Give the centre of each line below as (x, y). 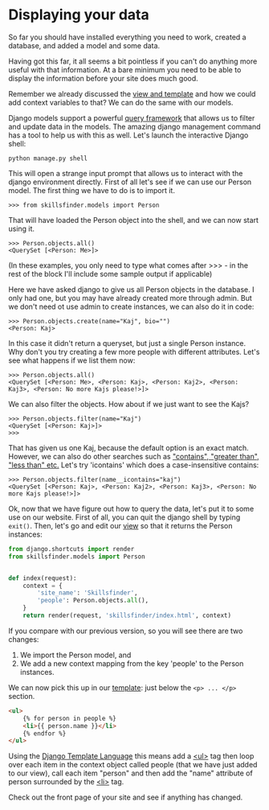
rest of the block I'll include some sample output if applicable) (110, 273)
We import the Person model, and (75, 655)
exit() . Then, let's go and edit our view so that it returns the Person (120, 525)
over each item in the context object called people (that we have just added (133, 765)
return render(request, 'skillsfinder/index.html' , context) (127, 616)
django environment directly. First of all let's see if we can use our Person (130, 182)
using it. (21, 228)
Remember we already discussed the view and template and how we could (132, 93)
